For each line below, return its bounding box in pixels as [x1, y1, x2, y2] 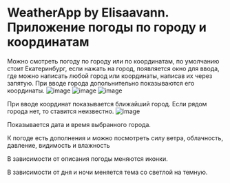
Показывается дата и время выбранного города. [7, 120, 151, 128]
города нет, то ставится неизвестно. [7, 107, 114, 115]
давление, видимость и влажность [7, 141, 110, 149]
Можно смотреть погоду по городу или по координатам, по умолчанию [7, 57, 220, 65]
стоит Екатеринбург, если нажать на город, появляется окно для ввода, [7, 64, 220, 73]
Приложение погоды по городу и [7, 19, 207, 35]
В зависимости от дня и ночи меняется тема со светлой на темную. [7, 168, 208, 176]
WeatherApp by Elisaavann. [7, 5, 169, 21]
